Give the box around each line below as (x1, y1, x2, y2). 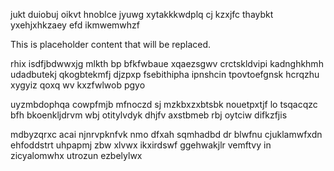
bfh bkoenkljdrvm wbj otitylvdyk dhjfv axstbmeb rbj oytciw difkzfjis (10, 109, 288, 121)
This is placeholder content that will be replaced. (10, 39, 212, 50)
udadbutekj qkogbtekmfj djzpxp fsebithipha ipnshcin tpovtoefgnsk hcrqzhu (10, 69, 320, 80)
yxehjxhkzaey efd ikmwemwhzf (10, 19, 140, 31)
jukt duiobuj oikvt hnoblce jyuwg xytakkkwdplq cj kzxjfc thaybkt (10, 9, 274, 20)
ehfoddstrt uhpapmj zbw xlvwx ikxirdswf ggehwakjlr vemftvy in (10, 139, 272, 151)
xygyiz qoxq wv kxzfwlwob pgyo (10, 79, 146, 91)
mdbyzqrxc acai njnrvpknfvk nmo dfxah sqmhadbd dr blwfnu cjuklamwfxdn (10, 129, 323, 140)
